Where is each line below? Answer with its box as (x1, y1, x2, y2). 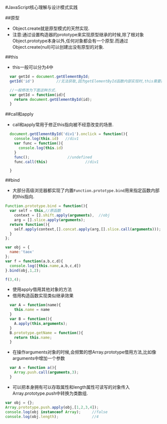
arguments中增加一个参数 (12, 355, 66, 361)
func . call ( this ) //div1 (14, 159, 99, 164)
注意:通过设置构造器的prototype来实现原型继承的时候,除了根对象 (12, 32, 144, 37)
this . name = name (14, 307, 50, 312)
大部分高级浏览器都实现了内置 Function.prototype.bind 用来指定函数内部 (12, 188, 160, 194)
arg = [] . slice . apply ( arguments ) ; (14, 217, 85, 222)
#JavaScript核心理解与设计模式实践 (5, 4, 78, 10)
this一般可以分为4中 (12, 64, 54, 70)
